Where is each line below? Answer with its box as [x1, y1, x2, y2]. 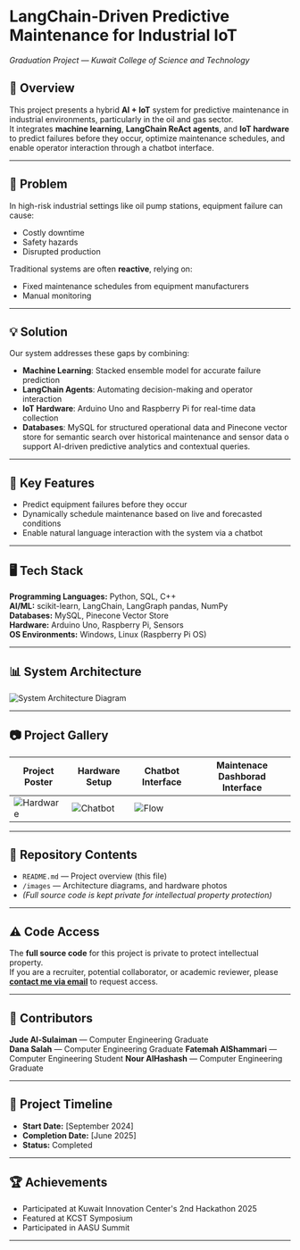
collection [21, 412, 59, 423]
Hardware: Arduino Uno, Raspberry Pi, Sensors [9, 620, 185, 630]
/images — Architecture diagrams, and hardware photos [21, 880, 228, 891]
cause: [9, 210, 34, 221]
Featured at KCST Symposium [21, 1212, 134, 1223]
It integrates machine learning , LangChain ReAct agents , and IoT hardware [9, 123, 290, 134]
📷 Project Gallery [9, 728, 109, 743]
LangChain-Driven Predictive [9, 6, 230, 27]
